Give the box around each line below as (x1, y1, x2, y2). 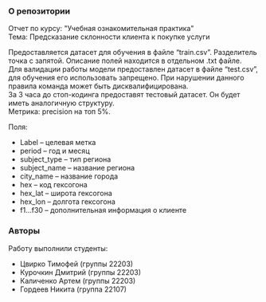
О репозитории (8, 6, 70, 17)
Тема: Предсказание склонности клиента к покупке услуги (8, 32, 210, 41)
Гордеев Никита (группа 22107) (19, 284, 127, 294)
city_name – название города (19, 171, 119, 181)
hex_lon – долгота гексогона (19, 197, 115, 206)
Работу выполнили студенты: (8, 243, 108, 253)
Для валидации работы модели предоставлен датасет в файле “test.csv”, (8, 65, 259, 74)
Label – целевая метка (19, 138, 96, 147)
